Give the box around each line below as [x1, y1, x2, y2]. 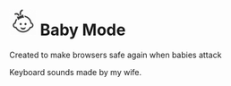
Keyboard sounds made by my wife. [9, 66, 142, 77]
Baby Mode [39, 20, 126, 40]
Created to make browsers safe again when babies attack [9, 49, 222, 60]
